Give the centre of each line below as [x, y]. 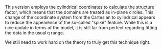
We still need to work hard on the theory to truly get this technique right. [78, 42]
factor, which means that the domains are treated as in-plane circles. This [79, 12]
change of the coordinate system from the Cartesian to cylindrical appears [80, 17]
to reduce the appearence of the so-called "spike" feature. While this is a [79, 22]
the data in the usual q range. [35, 33]
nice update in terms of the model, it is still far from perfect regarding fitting [81, 28]
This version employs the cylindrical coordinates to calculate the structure [80, 7]
